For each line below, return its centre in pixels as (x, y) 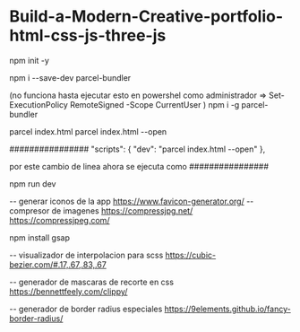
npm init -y (29, 60)
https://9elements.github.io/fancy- (227, 309)
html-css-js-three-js (88, 35)
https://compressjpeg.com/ (60, 220)
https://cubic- (191, 255)
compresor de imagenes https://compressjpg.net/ (101, 210)
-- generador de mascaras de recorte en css (92, 282)
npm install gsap (39, 237)
